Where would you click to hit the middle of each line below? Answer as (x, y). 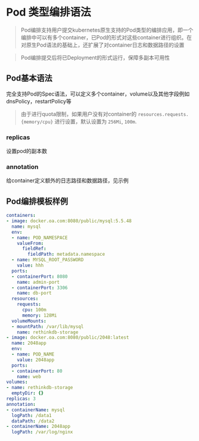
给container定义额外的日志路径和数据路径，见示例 (68, 180)
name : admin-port (38, 282)
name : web (29, 376)
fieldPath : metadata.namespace (66, 255)
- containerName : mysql (36, 410)
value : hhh (30, 266)
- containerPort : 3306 (40, 287)
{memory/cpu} (37, 122)
